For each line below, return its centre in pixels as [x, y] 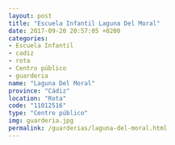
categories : [28, 38]
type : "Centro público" [48, 114]
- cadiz [21, 53]
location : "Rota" [37, 98]
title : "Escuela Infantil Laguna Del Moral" [84, 23]
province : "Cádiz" [39, 91]
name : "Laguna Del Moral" [52, 83]
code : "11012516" [37, 106]
